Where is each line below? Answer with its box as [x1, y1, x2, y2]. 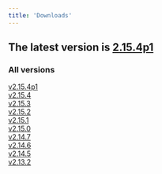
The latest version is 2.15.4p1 [8, 41, 154, 54]
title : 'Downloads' [8, 11, 73, 20]
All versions [8, 64, 55, 75]
